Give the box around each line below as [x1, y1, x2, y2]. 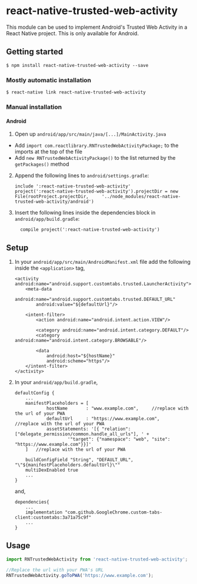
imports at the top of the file [14, 148, 82, 155]
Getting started [6, 47, 64, 57]
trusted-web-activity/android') [14, 199, 94, 205]
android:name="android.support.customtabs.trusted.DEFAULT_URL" [14, 296, 176, 302]
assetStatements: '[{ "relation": [46, 426, 131, 432]
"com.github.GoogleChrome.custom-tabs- [64, 509, 163, 515]
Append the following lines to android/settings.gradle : [14, 172, 149, 179]
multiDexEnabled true [25, 467, 78, 473]
